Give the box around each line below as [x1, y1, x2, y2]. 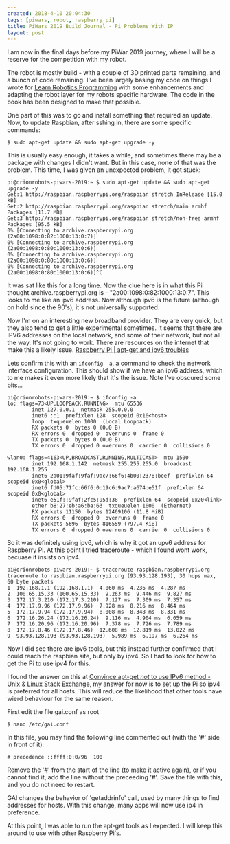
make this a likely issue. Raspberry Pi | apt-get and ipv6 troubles [7, 346, 189, 354]
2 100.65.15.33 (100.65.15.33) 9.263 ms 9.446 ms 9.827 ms [7, 590, 192, 598]
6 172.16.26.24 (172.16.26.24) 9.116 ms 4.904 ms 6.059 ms [7, 614, 192, 622]
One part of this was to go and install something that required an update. [7, 111, 213, 120]
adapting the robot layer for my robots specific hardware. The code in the [7, 91, 215, 99]
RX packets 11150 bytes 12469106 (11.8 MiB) [32, 509, 165, 515]
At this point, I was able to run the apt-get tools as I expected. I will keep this [7, 822, 223, 830]
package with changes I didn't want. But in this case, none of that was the [7, 159, 216, 167]
